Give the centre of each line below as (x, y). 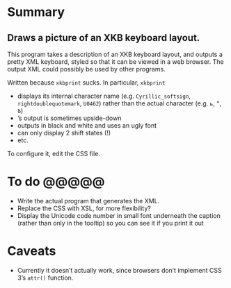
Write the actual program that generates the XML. (88, 201)
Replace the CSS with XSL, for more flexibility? (84, 208)
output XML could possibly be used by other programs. (86, 69)
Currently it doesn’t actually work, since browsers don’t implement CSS (119, 270)
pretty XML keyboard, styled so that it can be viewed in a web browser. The (115, 62)
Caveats (32, 251)
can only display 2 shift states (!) (64, 133)
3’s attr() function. (45, 278)
